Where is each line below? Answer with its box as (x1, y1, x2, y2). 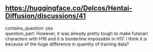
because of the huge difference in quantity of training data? (5, 41, 129, 47)
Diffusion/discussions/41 (5, 12, 86, 20)
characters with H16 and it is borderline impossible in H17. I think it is (5, 35, 147, 41)
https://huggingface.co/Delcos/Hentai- (5, 4, 132, 12)
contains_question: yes (5, 25, 53, 31)
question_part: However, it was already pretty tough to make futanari (5, 30, 148, 36)
